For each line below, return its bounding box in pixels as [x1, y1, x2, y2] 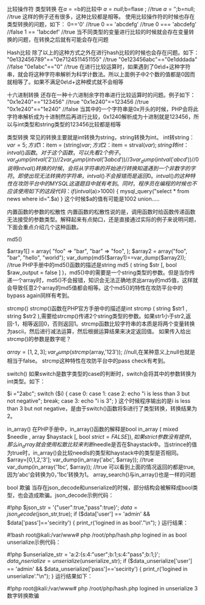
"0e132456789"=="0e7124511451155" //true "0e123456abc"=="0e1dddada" [7, 56, 198, 63]
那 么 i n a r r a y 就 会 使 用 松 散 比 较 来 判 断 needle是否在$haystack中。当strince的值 [7, 441, 197, 449]
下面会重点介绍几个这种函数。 [7, 223, 82, 230]
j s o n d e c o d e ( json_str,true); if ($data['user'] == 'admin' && [7, 510, 151, 519]
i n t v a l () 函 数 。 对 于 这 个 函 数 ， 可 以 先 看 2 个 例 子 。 [7, 149, 124, 156]
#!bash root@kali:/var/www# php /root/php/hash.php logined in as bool [7, 531, 187, 539]
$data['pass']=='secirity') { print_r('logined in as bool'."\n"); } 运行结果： [7, 519, 189, 527]
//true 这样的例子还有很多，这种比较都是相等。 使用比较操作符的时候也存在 [7, 13, 195, 20]
